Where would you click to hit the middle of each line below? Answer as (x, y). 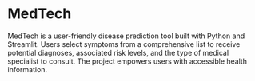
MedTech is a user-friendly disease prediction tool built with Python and (126, 36)
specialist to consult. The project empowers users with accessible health (127, 61)
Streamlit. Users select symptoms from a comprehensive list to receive (124, 44)
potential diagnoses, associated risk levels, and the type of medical (118, 52)
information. (28, 69)
